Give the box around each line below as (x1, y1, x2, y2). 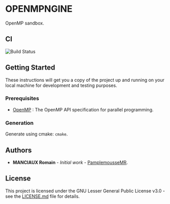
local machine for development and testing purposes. (5, 82, 118, 88)
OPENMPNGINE (5, 3, 73, 15)
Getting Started (5, 63, 55, 72)
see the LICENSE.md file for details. (5, 193, 80, 199)
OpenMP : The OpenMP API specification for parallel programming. (12, 106, 154, 112)
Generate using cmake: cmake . (5, 131, 68, 137)
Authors (5, 146, 32, 154)
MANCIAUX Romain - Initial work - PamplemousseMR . (12, 159, 128, 165)
